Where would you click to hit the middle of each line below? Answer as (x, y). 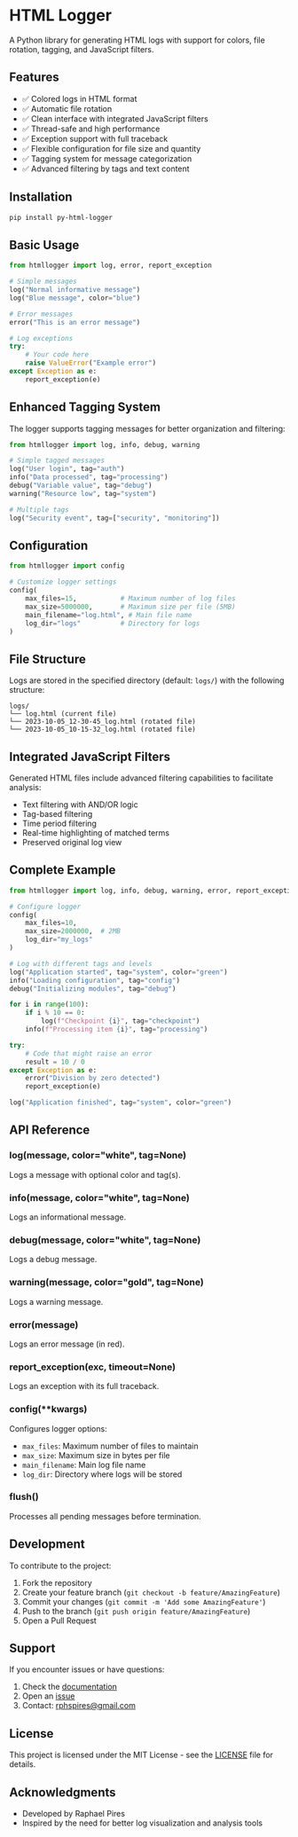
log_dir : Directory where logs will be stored (102, 1474)
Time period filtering (59, 823)
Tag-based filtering (57, 814)
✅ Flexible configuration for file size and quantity (111, 148)
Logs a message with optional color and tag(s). (95, 1174)
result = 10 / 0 (55, 1062)
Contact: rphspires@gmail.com (78, 1706)
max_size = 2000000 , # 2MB (73, 931)
